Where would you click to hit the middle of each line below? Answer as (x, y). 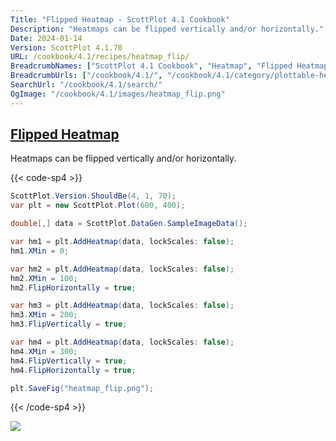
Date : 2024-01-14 (46, 38)
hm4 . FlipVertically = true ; (69, 361)
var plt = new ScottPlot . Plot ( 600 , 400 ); (98, 206)
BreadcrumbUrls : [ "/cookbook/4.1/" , (86, 76)
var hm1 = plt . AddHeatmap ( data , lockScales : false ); (122, 242)
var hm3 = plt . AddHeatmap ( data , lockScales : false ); (122, 306)
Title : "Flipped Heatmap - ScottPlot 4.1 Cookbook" (120, 19)
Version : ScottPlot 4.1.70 (66, 47)
